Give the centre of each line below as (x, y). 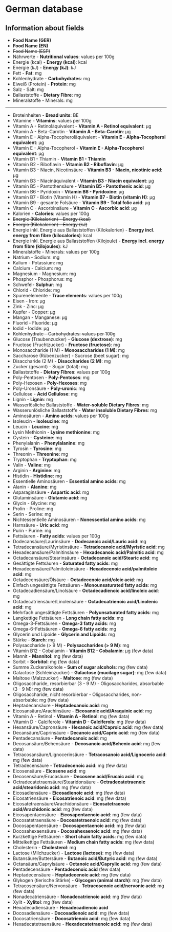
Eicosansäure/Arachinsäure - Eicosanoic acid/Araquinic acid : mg (82, 711)
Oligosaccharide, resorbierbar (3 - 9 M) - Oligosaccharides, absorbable (88, 684)
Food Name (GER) (32, 40)
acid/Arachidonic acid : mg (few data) (53, 809)
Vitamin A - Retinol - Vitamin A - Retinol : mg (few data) (71, 716)
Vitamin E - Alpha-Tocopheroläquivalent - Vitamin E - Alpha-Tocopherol (89, 137)
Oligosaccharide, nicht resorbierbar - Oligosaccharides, (71, 694)
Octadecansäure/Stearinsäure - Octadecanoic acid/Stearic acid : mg (85, 558)
